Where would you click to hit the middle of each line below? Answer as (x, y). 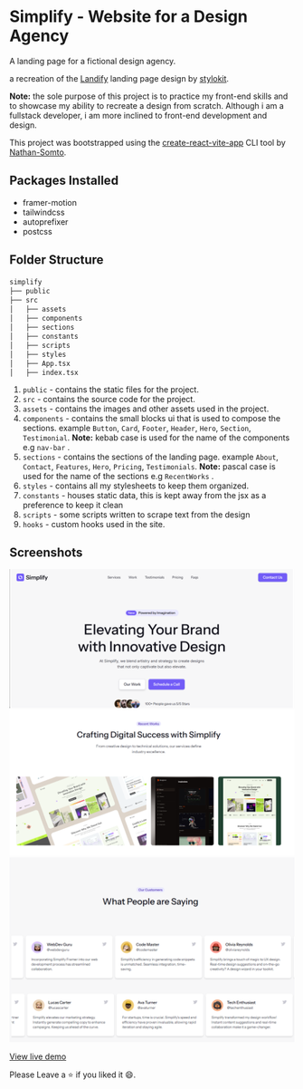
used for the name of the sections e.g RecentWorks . (118, 476)
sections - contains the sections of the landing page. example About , (150, 457)
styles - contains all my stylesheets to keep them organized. (136, 486)
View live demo (38, 1056)
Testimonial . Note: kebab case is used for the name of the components (156, 438)
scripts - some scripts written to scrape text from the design (136, 515)
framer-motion (49, 202)
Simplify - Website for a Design (129, 17)
